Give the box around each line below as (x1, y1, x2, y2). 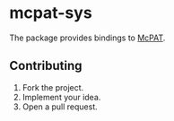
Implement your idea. (22, 91, 101, 102)
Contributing (9, 58, 83, 73)
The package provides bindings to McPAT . (9, 32, 166, 43)
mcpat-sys (9, 3, 92, 23)
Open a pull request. (22, 101, 99, 112)
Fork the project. (22, 82, 84, 92)
